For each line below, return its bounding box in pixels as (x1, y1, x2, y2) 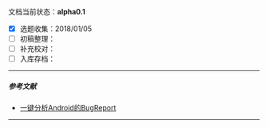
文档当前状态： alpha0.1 (8, 7, 86, 16)
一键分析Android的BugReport (19, 103, 116, 113)
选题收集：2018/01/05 (19, 24, 93, 34)
